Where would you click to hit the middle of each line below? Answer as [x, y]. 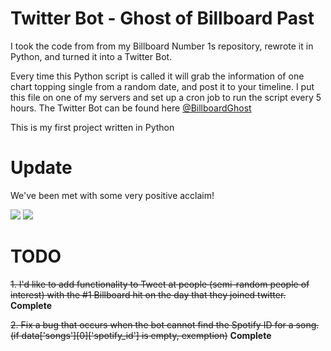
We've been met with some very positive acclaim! [112, 195]
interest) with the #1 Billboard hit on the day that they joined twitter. [148, 294]
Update [41, 168]
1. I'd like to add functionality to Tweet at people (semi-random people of [160, 284]
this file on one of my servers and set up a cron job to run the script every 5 [166, 97]
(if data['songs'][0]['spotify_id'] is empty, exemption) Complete [141, 335]
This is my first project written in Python [92, 127]
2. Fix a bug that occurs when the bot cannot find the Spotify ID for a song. [165, 324]
